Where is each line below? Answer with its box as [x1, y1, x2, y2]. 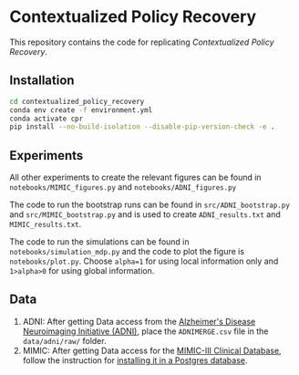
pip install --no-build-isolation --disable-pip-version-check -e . [9, 122, 275, 131]
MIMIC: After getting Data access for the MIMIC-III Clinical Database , [22, 345, 282, 356]
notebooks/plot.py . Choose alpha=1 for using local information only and [9, 255, 279, 266]
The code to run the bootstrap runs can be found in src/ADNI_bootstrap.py [9, 199, 290, 211]
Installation [9, 73, 75, 89]
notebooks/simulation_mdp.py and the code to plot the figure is [9, 246, 244, 257]
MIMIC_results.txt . [9, 219, 82, 230]
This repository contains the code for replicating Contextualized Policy [9, 36, 275, 47]
